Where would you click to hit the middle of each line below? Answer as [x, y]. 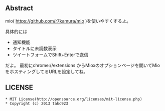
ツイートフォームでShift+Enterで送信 [50, 54]
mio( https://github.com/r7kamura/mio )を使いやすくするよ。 [68, 21]
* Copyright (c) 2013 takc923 [37, 103]
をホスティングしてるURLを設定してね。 [47, 71]
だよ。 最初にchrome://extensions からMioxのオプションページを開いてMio [83, 65]
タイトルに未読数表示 [34, 48]
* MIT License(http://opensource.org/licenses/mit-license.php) [74, 99]
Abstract [19, 8]
